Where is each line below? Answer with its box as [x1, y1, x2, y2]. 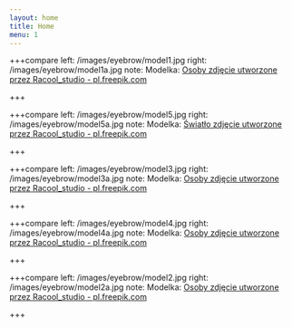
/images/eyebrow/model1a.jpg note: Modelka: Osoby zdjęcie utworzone [9, 64, 278, 75]
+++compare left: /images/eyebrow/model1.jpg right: [9, 55, 207, 66]
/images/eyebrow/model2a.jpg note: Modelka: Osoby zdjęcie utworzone [9, 282, 279, 293]
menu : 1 [9, 30, 39, 39]
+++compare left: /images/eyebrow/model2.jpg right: [9, 273, 209, 284]
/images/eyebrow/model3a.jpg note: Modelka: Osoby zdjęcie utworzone [9, 173, 279, 184]
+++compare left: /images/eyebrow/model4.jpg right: [9, 218, 209, 229]
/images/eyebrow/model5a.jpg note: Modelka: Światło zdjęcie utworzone [9, 119, 283, 130]
